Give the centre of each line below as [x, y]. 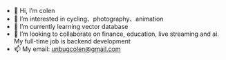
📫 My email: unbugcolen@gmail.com [67, 49]
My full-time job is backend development [72, 41]
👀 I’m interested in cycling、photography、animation [88, 19]
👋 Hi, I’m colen [34, 11]
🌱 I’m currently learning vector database [71, 27]
